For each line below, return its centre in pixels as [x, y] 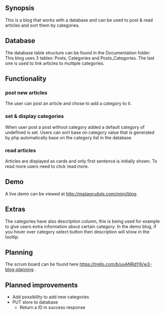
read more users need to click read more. [47, 166]
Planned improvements [41, 285]
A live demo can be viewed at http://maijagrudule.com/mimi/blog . [71, 194]
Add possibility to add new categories [51, 297]
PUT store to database [35, 302]
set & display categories [34, 117]
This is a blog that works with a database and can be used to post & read [79, 20]
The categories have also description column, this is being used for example [82, 221]
